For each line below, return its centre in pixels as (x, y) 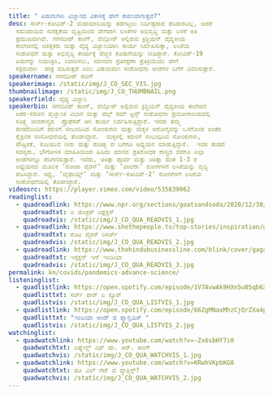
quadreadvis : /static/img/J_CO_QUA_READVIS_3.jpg (109, 264)
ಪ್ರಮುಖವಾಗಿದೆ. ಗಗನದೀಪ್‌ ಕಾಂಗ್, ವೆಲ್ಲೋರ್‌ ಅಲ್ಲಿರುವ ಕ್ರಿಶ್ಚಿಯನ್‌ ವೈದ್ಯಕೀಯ (100, 39)
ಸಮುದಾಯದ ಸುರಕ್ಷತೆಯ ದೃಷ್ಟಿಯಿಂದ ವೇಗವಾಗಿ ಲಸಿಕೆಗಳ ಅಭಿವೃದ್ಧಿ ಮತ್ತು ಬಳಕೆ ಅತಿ (106, 31)
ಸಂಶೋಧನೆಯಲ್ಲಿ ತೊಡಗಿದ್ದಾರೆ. (48, 182)
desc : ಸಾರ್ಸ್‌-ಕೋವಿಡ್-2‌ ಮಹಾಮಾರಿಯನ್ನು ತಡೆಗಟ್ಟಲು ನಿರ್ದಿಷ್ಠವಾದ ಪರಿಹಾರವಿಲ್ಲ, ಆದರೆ (110, 24)
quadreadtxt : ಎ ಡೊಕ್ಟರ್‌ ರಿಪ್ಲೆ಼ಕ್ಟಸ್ (69, 212)
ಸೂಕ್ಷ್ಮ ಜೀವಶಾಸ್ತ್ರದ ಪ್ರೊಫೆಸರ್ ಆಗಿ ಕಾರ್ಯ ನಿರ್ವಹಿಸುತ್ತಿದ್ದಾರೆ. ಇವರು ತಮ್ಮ (98, 122)
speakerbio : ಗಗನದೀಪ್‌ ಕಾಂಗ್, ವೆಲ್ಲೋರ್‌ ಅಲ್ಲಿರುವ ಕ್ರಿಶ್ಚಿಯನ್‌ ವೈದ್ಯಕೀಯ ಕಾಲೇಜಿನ (108, 106)
